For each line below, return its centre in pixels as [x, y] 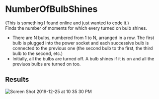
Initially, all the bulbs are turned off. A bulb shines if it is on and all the [83, 58]
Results [17, 79]
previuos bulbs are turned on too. [46, 64]
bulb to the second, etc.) [38, 53]
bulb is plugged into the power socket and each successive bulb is [80, 43]
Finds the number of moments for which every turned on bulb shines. [76, 28]
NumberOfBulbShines [51, 9]
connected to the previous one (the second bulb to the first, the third [82, 48]
